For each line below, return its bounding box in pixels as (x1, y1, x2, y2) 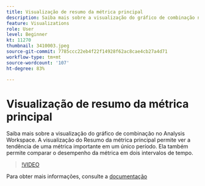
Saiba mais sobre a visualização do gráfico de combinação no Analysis (6, 130, 185, 137)
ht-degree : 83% (6, 65, 45, 72)
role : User (6, 26, 34, 32)
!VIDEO (21, 161, 40, 168)
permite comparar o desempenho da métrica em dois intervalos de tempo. (6, 150, 193, 157)
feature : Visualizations (6, 20, 70, 26)
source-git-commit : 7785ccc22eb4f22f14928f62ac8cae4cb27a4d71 (6, 49, 168, 55)
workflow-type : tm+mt (6, 54, 62, 60)
